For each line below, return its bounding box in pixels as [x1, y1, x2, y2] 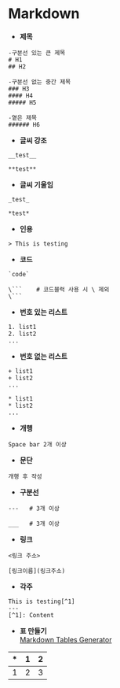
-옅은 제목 [8, 113, 38, 122]
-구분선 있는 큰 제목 [8, 49, 66, 57]
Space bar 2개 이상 [8, 440, 67, 449]
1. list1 [8, 323, 37, 331]
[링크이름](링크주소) [8, 567, 66, 575]
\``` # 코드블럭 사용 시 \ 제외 [8, 285, 110, 294]
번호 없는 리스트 [19, 351, 68, 361]
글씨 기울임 [19, 179, 53, 189]
